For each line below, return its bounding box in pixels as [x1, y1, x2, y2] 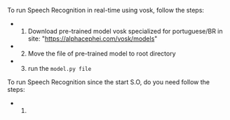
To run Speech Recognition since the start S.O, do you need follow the [7, 78, 210, 86]
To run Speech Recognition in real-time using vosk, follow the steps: [7, 6, 205, 14]
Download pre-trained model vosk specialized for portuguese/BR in [27, 27, 223, 35]
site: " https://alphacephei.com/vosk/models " [27, 34, 158, 43]
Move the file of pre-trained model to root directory [27, 49, 177, 58]
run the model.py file [27, 65, 92, 72]
